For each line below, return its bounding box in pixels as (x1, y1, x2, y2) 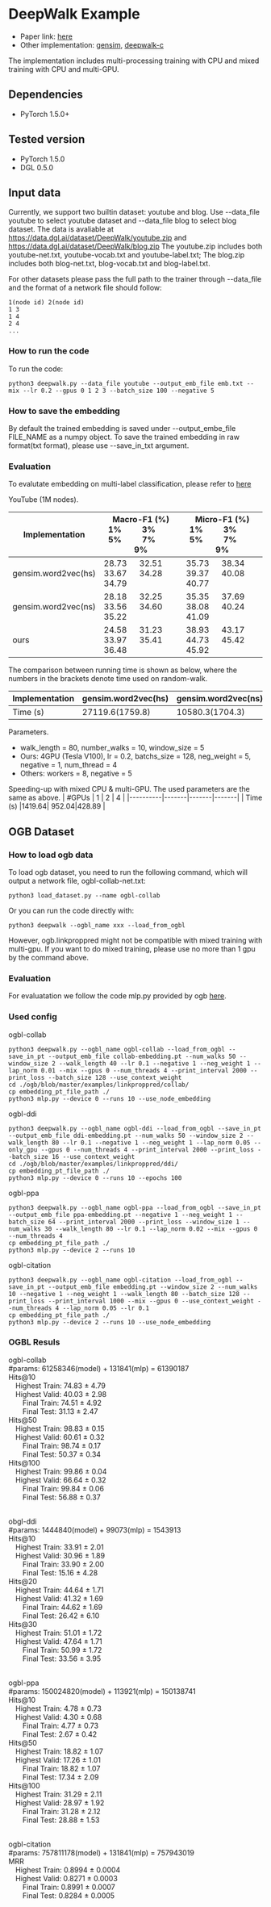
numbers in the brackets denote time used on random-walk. (8, 674, 208, 684)
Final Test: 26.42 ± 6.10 (23, 1611, 100, 1621)
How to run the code (8, 345, 90, 357)
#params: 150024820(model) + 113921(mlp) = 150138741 (8, 1686, 196, 1696)
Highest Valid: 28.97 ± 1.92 (15, 1797, 105, 1808)
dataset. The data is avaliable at (8, 224, 115, 234)
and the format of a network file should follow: (8, 283, 163, 293)
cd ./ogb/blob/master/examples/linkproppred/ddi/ (8, 1160, 179, 1168)
